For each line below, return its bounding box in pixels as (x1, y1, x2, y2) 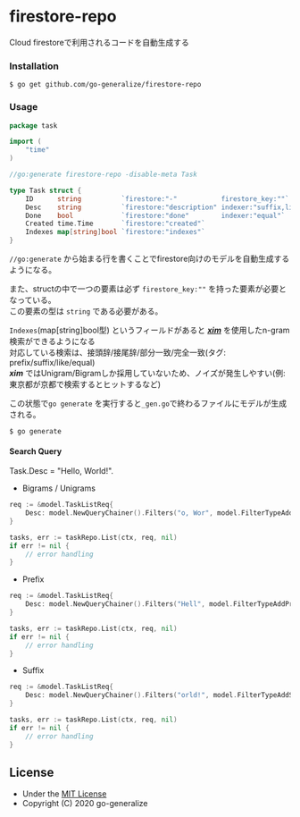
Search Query (9, 445, 62, 457)
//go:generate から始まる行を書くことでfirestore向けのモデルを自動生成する (9, 253, 290, 265)
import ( (9, 137, 42, 147)
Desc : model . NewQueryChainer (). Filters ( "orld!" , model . (25, 691, 238, 700)
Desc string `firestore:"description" (25, 203, 218, 212)
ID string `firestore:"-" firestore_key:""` (25, 194, 290, 203)
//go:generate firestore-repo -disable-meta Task (9, 170, 198, 180)
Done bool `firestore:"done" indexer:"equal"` (25, 211, 286, 220)
